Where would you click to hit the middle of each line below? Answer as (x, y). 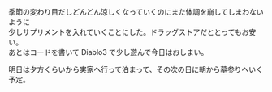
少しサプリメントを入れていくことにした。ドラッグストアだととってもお (129, 32)
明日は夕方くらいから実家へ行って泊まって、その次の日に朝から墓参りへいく (136, 69)
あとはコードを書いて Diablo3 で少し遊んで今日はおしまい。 (108, 52)
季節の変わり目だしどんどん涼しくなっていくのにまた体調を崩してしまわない (136, 12)
